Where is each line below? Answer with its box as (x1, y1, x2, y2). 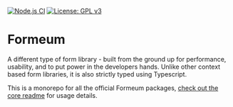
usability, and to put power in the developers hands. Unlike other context (7, 62, 221, 71)
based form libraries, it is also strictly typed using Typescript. (7, 69, 187, 78)
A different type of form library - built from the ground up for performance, (7, 55, 227, 63)
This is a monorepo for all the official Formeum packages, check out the (7, 84, 219, 92)
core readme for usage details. (7, 91, 98, 99)
